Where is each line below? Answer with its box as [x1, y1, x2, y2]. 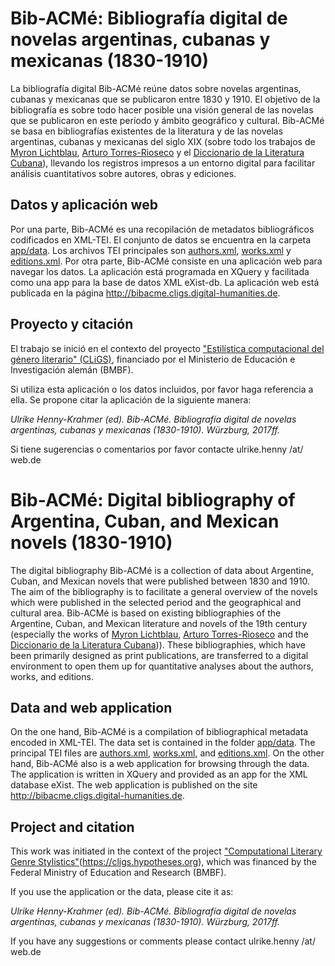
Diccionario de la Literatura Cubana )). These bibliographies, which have [10, 638, 306, 651]
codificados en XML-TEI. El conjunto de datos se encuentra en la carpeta [10, 233, 312, 246]
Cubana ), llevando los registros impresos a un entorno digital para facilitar [10, 157, 316, 169]
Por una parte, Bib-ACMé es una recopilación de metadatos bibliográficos [10, 223, 315, 235]
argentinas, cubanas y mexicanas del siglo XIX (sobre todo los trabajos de [10, 135, 316, 147]
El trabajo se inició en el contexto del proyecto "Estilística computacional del [10, 342, 325, 354]
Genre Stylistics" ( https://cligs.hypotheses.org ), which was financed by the [10, 856, 318, 868]
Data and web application [10, 699, 173, 716]
